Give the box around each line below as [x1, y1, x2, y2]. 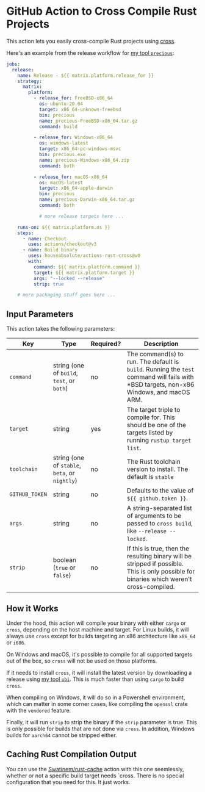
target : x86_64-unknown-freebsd [38, 106, 121, 112]
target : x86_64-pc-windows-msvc [38, 146, 121, 152]
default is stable [127, 473, 174, 481]
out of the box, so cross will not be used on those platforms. [6, 657, 157, 664]
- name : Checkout [22, 236, 67, 242]
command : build [38, 123, 78, 129]
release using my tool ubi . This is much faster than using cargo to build [6, 675, 184, 683]
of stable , [52, 461, 81, 470]
